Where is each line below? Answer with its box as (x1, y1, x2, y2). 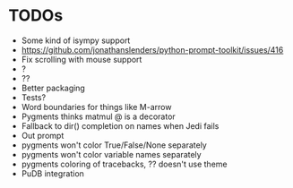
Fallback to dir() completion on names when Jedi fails (21, 120, 220, 131)
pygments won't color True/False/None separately (21, 140, 207, 150)
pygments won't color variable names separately (21, 149, 203, 159)
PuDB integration (21, 167, 84, 179)
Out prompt (21, 130, 65, 141)
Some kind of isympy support (21, 35, 131, 46)
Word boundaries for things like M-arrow (21, 101, 172, 112)
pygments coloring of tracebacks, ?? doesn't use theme (21, 158, 228, 169)
